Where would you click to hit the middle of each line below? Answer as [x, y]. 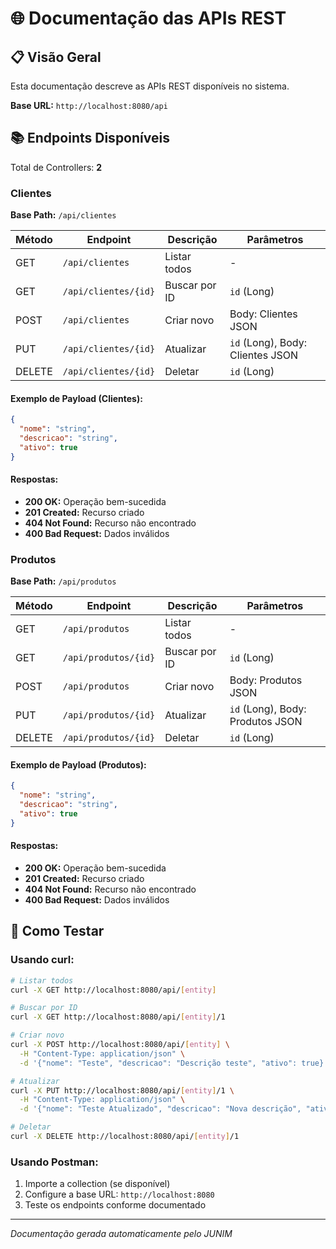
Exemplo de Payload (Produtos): [78, 764]
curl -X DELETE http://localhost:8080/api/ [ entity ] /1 [125, 1137]
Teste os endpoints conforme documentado [115, 1205]
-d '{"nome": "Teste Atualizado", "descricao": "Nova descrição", [160, 1109]
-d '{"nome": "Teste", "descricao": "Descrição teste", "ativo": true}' [174, 1063]
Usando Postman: [54, 1162]
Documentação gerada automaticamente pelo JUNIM [121, 1234]
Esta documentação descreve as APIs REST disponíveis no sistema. [150, 86]
